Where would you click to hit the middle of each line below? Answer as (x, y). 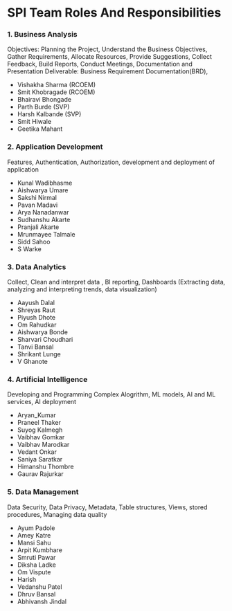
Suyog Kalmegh (40, 430)
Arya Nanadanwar (43, 212)
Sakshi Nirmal (37, 197)
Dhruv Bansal (36, 594)
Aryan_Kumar (37, 415)
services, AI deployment (42, 402)
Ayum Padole (36, 528)
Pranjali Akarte (38, 227)
